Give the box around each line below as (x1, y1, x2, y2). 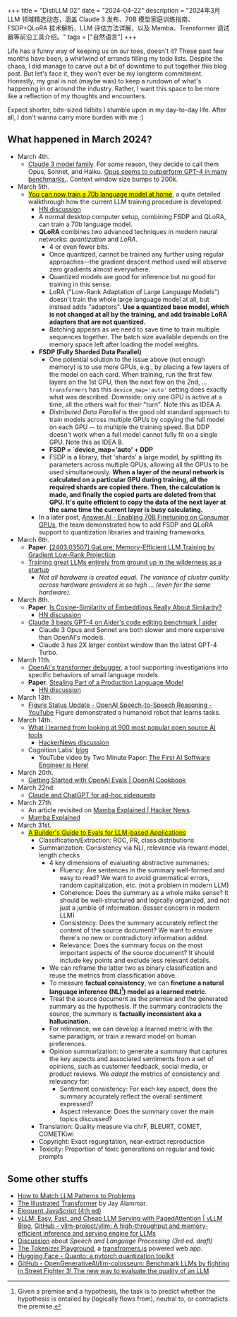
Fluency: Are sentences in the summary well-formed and (59, 865, 225, 874)
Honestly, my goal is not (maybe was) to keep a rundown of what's (7, 77, 202, 85)
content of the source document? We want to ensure (59, 925, 213, 935)
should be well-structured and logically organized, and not (59, 896, 230, 904)
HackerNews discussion (38, 738, 109, 747)
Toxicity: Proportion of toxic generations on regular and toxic (38, 1145, 215, 1154)
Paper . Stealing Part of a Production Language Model (28, 678, 184, 686)
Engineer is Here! (38, 761, 90, 769)
